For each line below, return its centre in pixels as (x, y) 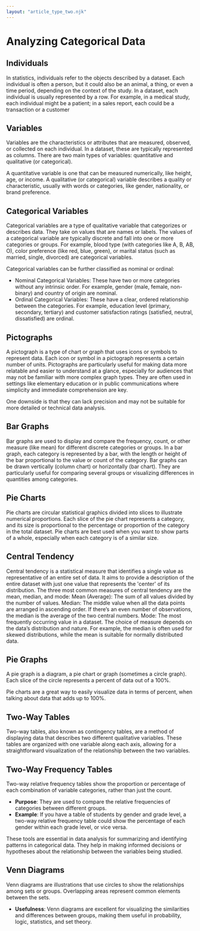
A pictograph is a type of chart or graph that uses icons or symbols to (92, 352)
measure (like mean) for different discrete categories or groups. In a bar (95, 447)
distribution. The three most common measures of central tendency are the (99, 590)
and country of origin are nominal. (76, 293)
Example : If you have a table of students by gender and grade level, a (101, 814)
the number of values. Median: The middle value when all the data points (96, 603)
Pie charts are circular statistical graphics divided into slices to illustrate (94, 512)
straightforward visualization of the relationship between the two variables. (98, 750)
